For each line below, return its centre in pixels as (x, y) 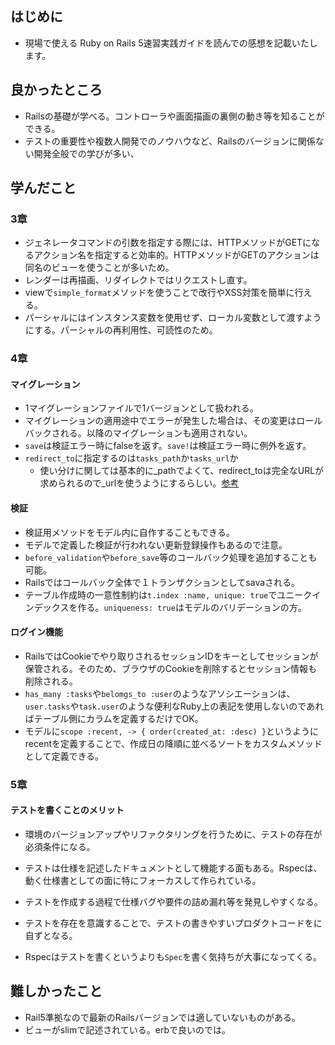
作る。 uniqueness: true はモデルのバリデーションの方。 (192, 607)
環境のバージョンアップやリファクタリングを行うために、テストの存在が (173, 834)
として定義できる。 (64, 756)
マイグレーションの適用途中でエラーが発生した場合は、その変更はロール (173, 421)
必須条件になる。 (60, 846)
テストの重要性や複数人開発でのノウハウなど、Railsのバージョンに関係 (170, 141)
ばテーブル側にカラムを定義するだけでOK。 (114, 718)
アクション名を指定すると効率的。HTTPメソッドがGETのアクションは (176, 255)
